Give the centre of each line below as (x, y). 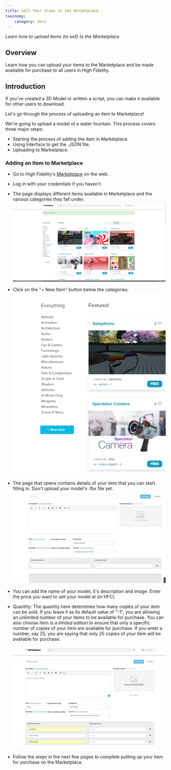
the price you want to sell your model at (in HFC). (64, 597)
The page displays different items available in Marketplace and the (82, 194)
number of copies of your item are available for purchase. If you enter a (88, 628)
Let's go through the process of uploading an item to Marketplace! (75, 114)
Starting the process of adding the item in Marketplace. (70, 139)
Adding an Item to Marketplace (44, 163)
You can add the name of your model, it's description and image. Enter (87, 591)
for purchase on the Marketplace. (48, 762)
